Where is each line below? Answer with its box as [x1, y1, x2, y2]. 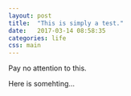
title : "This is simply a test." [8, 19, 125, 27]
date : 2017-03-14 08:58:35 [8, 26, 106, 34]
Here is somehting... [8, 79, 75, 89]
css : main [8, 42, 42, 50]
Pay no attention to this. [8, 63, 87, 73]
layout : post [8, 11, 52, 20]
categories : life [8, 34, 67, 42]
